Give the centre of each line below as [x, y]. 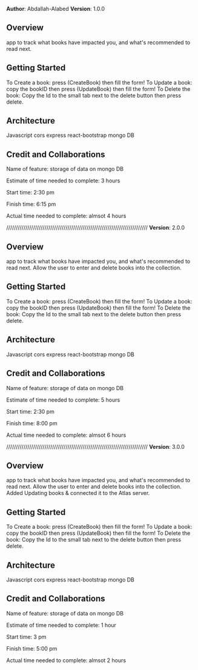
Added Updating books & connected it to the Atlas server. [78, 493]
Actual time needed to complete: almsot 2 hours [66, 660]
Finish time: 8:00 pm [32, 423]
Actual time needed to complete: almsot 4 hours [66, 216]
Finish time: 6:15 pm [31, 204]
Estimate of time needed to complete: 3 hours [63, 181]
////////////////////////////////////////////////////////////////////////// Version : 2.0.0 [96, 228]
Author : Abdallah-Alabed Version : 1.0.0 [55, 9]
